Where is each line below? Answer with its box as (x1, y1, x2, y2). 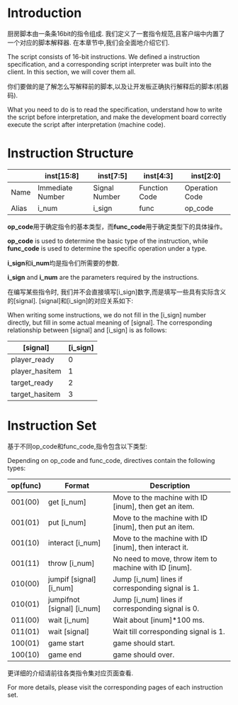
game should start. (113, 638, 176, 647)
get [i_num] (48, 497, 86, 507)
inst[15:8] (45, 170, 79, 180)
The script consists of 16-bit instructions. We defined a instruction (7, 52, 200, 61)
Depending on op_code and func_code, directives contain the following (7, 456, 215, 464)
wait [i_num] (48, 615, 90, 625)
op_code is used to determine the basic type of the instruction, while (7, 236, 209, 245)
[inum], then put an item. (113, 522, 195, 532)
